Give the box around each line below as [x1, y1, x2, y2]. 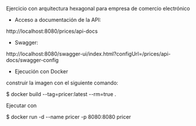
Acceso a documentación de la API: [14, 16, 101, 23]
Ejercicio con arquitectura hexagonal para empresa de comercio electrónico [6, 5, 190, 12]
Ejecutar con [6, 102, 37, 109]
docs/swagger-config [6, 57, 59, 63]
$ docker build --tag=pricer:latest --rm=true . [6, 91, 117, 97]
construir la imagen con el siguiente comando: [6, 79, 119, 86]
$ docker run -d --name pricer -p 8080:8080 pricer [6, 114, 131, 120]
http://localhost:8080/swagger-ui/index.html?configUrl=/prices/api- [6, 50, 171, 57]
